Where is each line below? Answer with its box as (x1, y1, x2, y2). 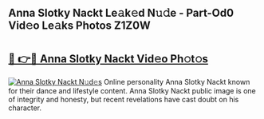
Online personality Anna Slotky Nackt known (103, 77, 250, 86)
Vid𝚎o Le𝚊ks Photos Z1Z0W (8, 19, 151, 33)
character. (8, 103, 42, 113)
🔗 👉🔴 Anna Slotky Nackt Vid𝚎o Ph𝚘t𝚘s (8, 52, 209, 65)
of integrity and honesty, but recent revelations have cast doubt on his (8, 95, 239, 104)
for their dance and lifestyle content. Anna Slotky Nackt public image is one (8, 86, 257, 95)
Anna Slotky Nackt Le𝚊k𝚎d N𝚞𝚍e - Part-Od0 (8, 6, 234, 20)
